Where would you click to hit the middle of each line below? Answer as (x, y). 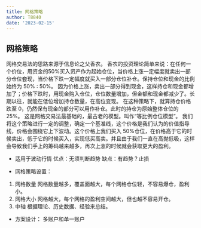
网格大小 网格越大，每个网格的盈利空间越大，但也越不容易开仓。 (94, 199)
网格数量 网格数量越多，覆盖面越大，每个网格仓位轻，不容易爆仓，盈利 (102, 184)
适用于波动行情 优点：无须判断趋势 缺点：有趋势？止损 (82, 159)
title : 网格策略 (25, 12)
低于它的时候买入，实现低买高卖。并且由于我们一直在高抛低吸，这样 (111, 138)
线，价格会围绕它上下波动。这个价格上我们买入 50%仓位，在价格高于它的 (97, 131)
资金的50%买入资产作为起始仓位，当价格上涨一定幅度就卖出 (106, 72)
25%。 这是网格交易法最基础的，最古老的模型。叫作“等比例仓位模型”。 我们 (100, 116)
